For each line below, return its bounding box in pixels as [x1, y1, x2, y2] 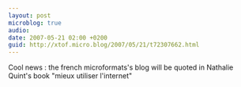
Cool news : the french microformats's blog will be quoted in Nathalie [8, 62, 234, 72]
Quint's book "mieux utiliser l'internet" [8, 71, 133, 81]
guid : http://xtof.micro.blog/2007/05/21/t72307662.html [8, 41, 200, 49]
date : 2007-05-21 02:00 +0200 [8, 33, 108, 42]
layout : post [8, 11, 51, 20]
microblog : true [8, 19, 62, 27]
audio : [8, 26, 30, 34]
